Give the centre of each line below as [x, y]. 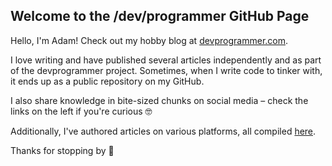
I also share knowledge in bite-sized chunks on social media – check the [159, 100]
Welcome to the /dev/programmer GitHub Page [160, 16]
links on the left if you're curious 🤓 [81, 111]
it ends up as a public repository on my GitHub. [107, 81]
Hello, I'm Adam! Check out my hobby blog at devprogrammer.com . [149, 40]
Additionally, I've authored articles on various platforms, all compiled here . [163, 131]
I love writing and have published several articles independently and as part [166, 60]
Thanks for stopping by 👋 [62, 150]
